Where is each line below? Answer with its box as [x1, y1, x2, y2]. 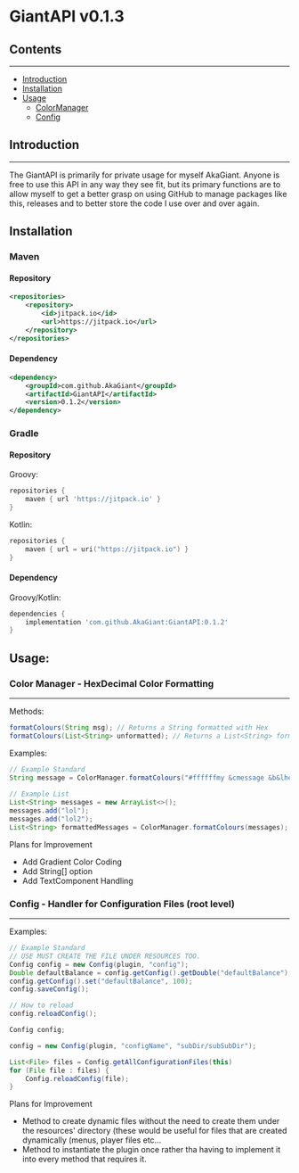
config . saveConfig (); [9, 985, 90, 994]
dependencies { [9, 609, 66, 618]
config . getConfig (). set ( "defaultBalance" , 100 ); [9, 977, 193, 986]
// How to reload [9, 1001, 74, 1010]
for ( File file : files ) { [9, 1066, 109, 1075]
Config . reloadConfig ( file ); [25, 1074, 129, 1083]
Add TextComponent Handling [21, 875, 133, 886]
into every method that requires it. [21, 1153, 147, 1165]
